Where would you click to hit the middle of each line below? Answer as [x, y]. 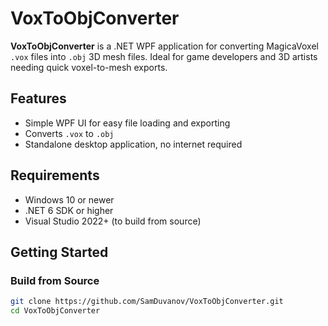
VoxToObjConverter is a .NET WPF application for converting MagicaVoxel [164, 46]
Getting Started [59, 252]
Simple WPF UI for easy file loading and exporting [127, 123]
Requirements [55, 175]
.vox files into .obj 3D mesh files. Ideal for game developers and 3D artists [164, 56]
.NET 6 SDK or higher [69, 210]
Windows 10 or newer [69, 199]
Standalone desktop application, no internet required [133, 144]
